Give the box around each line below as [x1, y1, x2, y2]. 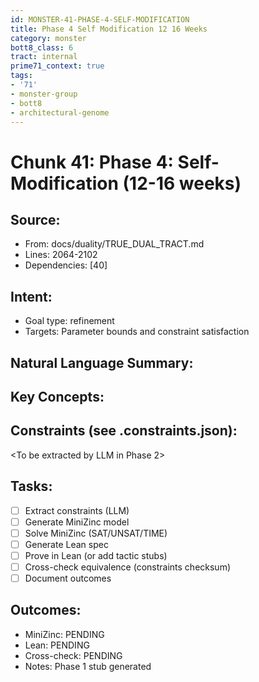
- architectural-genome [10, 107, 110, 118]
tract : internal [10, 52, 78, 62]
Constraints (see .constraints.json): [10, 422, 238, 440]
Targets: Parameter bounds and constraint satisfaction [24, 326, 250, 338]
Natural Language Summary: [10, 354, 194, 371]
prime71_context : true [10, 61, 105, 71]
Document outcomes [24, 572, 112, 584]
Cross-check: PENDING [24, 649, 123, 661]
